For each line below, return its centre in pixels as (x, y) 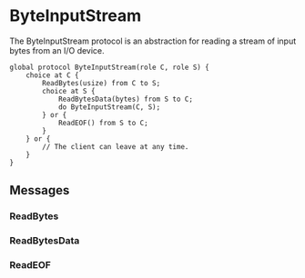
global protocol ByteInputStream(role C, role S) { (109, 67)
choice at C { (52, 75)
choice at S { (69, 91)
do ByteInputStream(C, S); (109, 107)
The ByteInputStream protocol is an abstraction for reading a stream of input (153, 41)
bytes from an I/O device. (57, 50)
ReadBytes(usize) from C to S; (102, 83)
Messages (40, 190)
